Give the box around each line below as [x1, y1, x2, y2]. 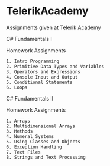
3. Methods [6, 128, 33, 134]
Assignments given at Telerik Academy [6, 24, 101, 31]
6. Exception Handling [6, 144, 62, 150]
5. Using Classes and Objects [6, 139, 81, 145]
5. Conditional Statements [6, 79, 73, 85]
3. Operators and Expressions [6, 68, 81, 75]
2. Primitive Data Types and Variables [6, 64, 105, 70]
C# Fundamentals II [6, 95, 54, 102]
